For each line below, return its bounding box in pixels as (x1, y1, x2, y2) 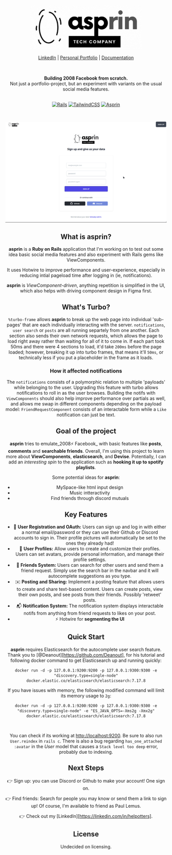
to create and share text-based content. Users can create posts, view (16, 586, 163, 592)
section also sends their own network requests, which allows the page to (9, 333, 163, 339)
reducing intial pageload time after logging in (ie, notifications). (19, 272, 153, 278)
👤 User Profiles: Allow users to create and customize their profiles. (19, 546, 160, 552)
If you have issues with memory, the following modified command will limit (7, 687, 165, 693)
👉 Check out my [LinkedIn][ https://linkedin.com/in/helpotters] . (19, 813, 153, 819)
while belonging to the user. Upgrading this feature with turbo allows (13, 384, 159, 391)
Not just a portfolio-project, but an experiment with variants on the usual (10, 81, 162, 86)
